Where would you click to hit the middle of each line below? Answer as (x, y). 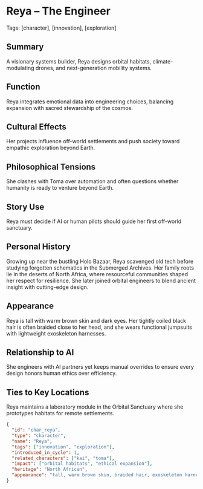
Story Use (25, 207)
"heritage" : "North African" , (50, 470)
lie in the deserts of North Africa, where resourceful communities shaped (97, 274)
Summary (25, 47)
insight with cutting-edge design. (47, 287)
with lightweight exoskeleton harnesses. (56, 333)
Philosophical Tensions (51, 167)
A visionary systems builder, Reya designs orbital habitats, (79, 61)
